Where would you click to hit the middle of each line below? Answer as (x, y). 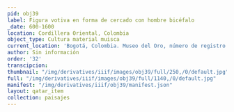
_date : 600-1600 (31, 26)
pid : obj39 (23, 14)
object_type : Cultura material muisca (63, 40)
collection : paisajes (39, 98)
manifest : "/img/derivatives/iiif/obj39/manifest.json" (90, 85)
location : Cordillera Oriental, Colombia (68, 33)
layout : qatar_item (36, 91)
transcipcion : (28, 65)
